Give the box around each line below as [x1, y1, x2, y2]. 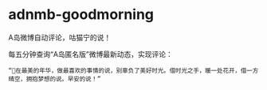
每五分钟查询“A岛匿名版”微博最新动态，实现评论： [8, 49, 173, 58]
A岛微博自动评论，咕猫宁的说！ [8, 32, 112, 42]
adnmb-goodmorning [8, 6, 154, 24]
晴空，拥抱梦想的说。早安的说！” [8, 75, 101, 83]
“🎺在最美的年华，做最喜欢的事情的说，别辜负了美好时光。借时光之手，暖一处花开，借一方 [8, 66, 259, 74]
